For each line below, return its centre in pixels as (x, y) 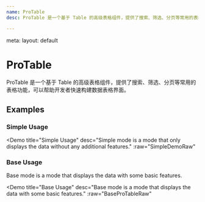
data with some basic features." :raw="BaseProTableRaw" (79, 194)
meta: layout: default (32, 40)
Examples (25, 109)
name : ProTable (26, 12)
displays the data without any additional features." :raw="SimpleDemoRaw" (101, 147)
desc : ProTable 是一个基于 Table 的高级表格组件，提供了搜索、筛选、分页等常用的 (100, 18)
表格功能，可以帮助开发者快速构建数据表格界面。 (68, 90)
